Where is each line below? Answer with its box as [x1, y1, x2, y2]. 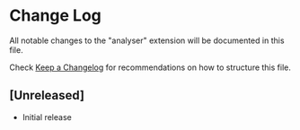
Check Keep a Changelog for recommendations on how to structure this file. [9, 62, 292, 73]
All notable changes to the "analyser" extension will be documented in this [9, 35, 285, 46]
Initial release [22, 111, 72, 122]
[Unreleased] [9, 88, 85, 103]
